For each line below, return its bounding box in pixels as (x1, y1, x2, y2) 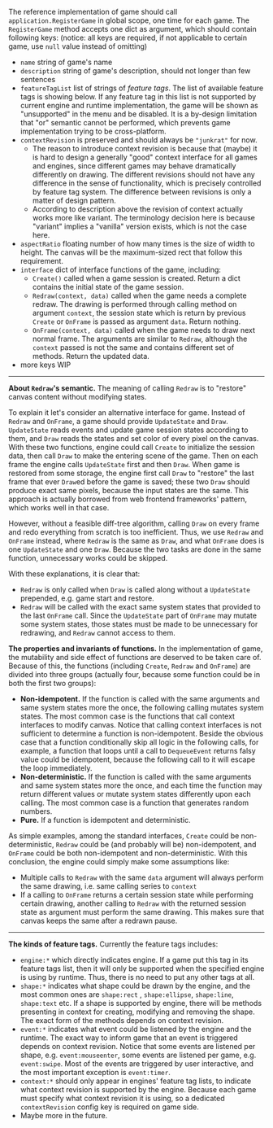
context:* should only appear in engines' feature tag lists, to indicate (19, 1076, 252, 1086)
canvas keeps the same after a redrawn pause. (19, 916, 178, 925)
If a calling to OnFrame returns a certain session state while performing (19, 890, 253, 899)
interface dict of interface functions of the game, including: (19, 265, 222, 274)
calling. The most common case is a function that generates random (19, 798, 249, 807)
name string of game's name (19, 57, 113, 67)
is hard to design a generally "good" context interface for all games (32, 152, 258, 162)
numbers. (19, 807, 53, 816)
